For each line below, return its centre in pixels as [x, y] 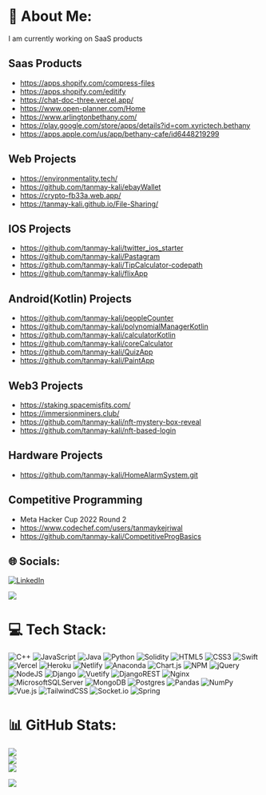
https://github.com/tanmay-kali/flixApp [83, 274]
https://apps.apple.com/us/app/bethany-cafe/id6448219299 [119, 134]
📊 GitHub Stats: [63, 725]
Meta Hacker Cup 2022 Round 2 [73, 519]
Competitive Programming [75, 500]
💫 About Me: [50, 16]
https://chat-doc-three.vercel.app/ [77, 100]
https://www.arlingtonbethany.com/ [78, 117]
